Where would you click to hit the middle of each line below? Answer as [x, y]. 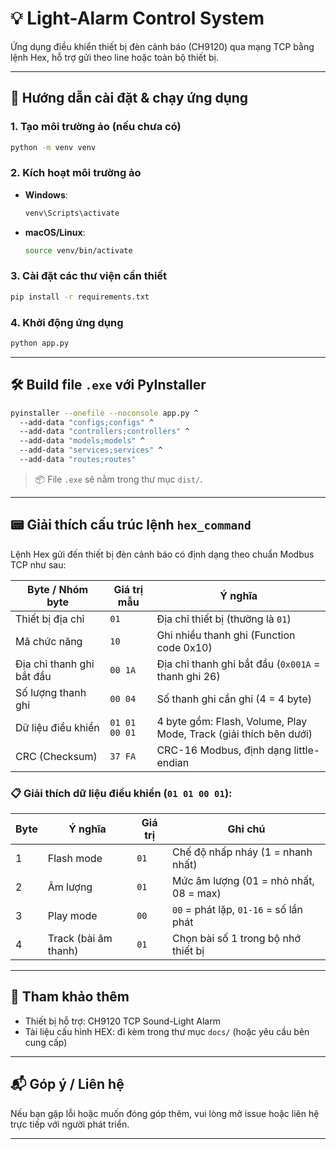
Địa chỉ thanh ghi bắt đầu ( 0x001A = [238, 664]
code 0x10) [184, 647]
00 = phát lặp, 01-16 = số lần [237, 910]
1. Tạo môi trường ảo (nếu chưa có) [96, 127]
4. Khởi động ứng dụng [67, 322]
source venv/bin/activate [78, 250]
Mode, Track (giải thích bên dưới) [234, 734]
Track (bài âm [80, 939]
